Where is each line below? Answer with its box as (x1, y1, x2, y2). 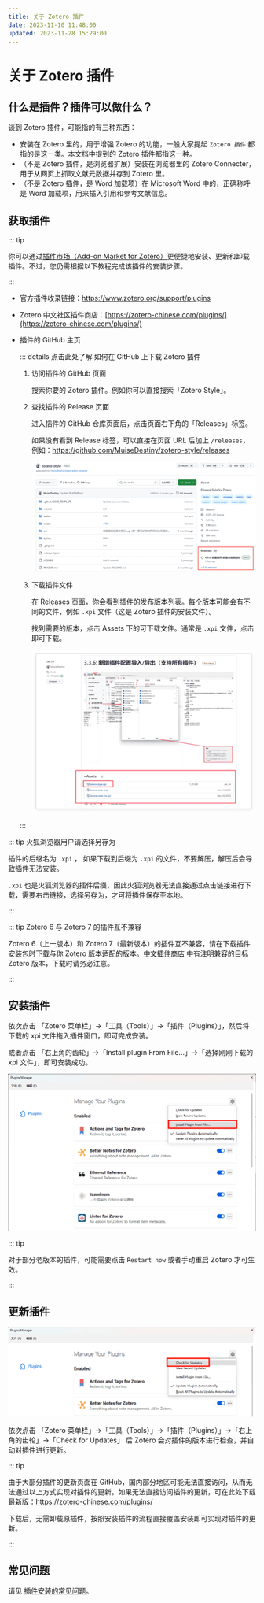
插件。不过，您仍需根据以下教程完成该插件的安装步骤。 (8, 261, 187, 271)
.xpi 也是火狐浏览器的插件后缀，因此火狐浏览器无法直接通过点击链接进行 (8, 880, 245, 890)
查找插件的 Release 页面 (31, 402, 110, 412)
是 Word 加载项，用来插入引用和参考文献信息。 (19, 189, 172, 198)
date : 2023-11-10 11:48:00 (8, 20, 97, 29)
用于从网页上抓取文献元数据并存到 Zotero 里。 (19, 169, 169, 179)
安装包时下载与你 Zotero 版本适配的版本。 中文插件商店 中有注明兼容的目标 (8, 949, 249, 958)
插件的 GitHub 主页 (19, 335, 81, 345)
